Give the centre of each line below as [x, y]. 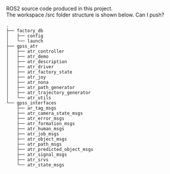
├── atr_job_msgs [38, 134]
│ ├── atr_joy [26, 77]
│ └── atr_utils [29, 98]
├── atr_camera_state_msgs [50, 113]
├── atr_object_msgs [42, 139]
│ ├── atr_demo [27, 57]
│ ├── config [25, 36]
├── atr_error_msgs [41, 119]
